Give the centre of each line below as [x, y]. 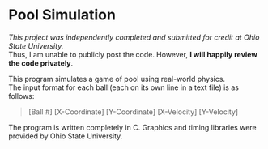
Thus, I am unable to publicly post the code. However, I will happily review [133, 54]
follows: [21, 96]
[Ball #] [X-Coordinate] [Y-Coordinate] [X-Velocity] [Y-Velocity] [133, 112]
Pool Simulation [62, 15]
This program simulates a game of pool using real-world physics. [117, 79]
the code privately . [41, 63]
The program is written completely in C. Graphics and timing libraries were [132, 127]
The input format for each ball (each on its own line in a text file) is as [123, 87]
